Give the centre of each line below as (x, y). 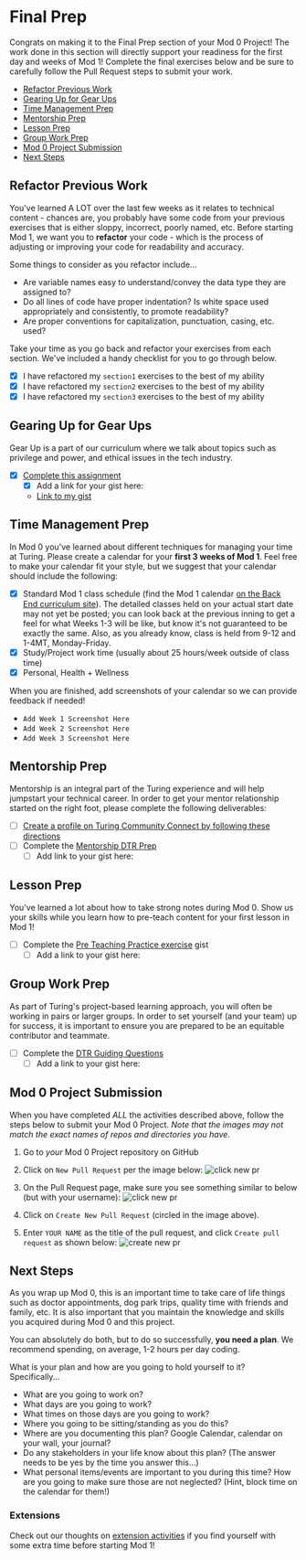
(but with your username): (72, 1197)
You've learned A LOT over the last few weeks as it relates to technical (142, 208)
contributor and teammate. (60, 1035)
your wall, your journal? (67, 1443)
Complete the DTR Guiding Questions (93, 1052)
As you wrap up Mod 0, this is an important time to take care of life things (148, 1293)
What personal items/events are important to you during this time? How (157, 1472)
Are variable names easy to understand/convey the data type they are (154, 282)
